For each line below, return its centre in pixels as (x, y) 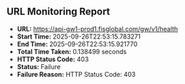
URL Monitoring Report (59, 12)
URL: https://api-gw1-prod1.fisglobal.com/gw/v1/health (97, 28)
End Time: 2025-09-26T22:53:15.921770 (77, 44)
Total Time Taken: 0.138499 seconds (72, 51)
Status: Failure (39, 66)
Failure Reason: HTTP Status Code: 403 (76, 74)
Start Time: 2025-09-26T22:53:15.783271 (79, 36)
